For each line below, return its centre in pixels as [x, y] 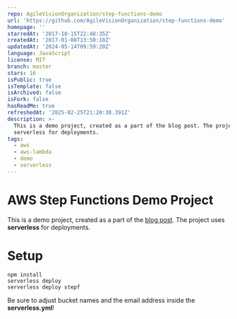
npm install [25, 274]
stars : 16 [22, 73]
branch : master [30, 66]
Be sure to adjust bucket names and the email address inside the [101, 300]
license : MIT [26, 60]
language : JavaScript [39, 54]
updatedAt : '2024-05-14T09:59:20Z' [60, 47]
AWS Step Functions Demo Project [110, 200]
